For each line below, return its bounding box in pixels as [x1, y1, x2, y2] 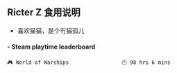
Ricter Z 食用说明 [7, 6, 81, 19]
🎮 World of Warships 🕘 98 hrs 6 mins [7, 59, 171, 66]
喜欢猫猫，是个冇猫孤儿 [17, 26, 85, 35]
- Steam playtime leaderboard [7, 42, 96, 51]
